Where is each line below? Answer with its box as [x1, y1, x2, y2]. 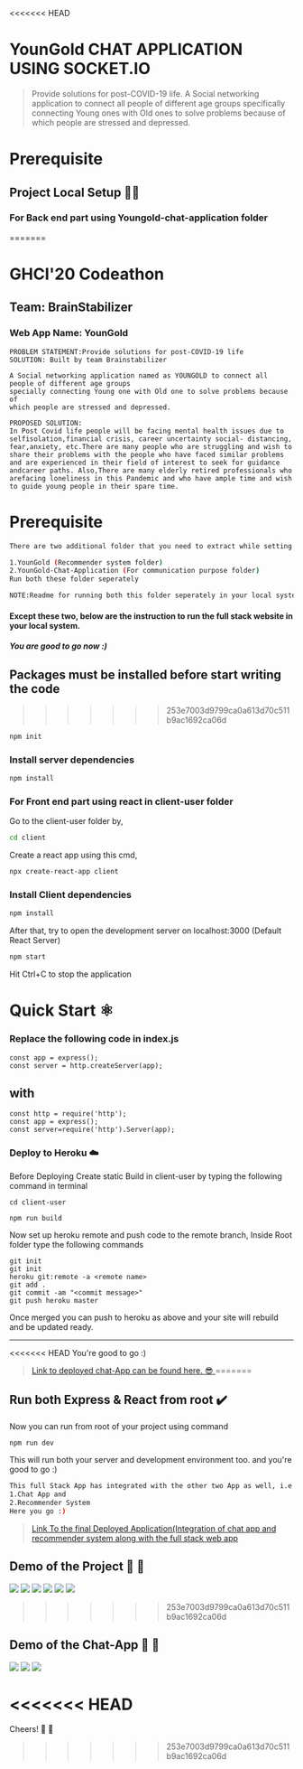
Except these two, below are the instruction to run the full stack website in [9, 610, 293, 622]
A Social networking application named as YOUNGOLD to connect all [9, 370, 269, 380]
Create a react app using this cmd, [9, 849, 138, 861]
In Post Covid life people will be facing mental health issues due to [9, 426, 284, 435]
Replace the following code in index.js [9, 1033, 179, 1045]
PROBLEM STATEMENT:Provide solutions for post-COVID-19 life [9, 347, 244, 356]
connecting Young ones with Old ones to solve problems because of [31, 108, 286, 118]
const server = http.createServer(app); [9, 1061, 164, 1070]
